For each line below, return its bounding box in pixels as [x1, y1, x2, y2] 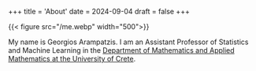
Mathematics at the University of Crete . [8, 54, 136, 63]
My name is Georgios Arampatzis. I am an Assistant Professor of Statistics [8, 37, 249, 47]
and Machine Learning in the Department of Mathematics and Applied [8, 46, 235, 54]
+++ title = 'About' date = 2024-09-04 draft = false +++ [8, 7, 191, 16]
